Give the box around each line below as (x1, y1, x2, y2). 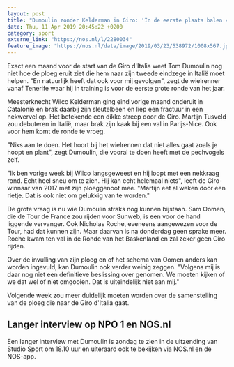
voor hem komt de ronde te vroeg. (7, 127, 106, 135)
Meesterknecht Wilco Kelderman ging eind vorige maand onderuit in (7, 98, 203, 105)
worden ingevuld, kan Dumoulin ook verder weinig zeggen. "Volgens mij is (7, 263, 221, 271)
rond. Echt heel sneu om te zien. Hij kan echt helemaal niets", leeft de (7, 177, 206, 185)
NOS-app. (7, 352, 36, 360)
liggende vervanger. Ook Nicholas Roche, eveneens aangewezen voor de (7, 220, 218, 227)
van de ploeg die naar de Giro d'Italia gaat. (7, 299, 130, 307)
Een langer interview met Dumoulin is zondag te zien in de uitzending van (7, 337, 218, 345)
